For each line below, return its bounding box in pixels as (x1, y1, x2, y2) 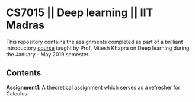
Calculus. (6, 90, 29, 97)
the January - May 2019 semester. (6, 50, 90, 58)
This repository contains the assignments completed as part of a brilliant (6, 38, 183, 45)
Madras (6, 18, 44, 32)
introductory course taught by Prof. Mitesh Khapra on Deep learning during (6, 44, 190, 52)
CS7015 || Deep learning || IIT (6, 6, 154, 20)
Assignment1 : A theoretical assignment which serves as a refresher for (6, 84, 181, 91)
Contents (6, 68, 41, 78)
